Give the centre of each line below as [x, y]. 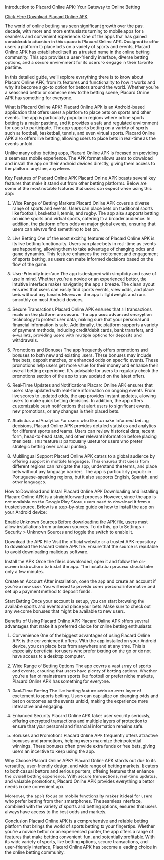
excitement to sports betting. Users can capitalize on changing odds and [85, 696]
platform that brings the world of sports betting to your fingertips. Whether [80, 826]
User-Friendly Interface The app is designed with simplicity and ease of [84, 274]
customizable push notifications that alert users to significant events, [82, 406]
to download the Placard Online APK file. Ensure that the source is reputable [82, 547]
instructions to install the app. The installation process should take [86, 566]
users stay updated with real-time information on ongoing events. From [83, 390]
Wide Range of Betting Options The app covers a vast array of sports [82, 666]
